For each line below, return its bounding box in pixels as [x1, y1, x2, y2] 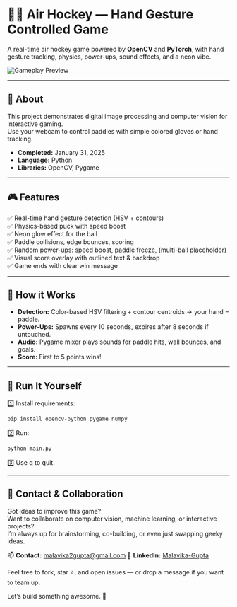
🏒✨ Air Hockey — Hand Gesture [7, 6, 194, 23]
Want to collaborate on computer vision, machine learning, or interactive [7, 514, 217, 523]
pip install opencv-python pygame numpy [7, 415, 128, 423]
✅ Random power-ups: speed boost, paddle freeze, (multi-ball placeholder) [7, 245, 227, 254]
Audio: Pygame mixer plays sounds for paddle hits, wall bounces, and [17, 337, 221, 346]
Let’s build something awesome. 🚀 [7, 591, 107, 600]
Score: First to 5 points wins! [17, 353, 102, 362]
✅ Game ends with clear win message [7, 261, 119, 270]
